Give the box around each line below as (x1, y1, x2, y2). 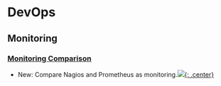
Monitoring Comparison (7, 54, 92, 63)
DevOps (7, 4, 56, 20)
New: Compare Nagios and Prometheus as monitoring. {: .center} (17, 70, 215, 78)
